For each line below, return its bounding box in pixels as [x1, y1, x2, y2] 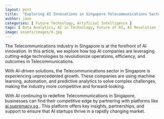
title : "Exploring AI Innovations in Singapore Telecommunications [5, 12, 147, 17]
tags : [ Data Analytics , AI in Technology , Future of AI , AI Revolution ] [5, 25, 161, 30]
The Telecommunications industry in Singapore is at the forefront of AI [5, 43, 147, 49]
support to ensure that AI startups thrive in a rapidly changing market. [5, 108, 145, 114]
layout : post [5, 7, 32, 12]
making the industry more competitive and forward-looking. [5, 84, 125, 89]
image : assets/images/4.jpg [5, 30, 62, 34]
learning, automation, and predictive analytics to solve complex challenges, [5, 78, 157, 84]
